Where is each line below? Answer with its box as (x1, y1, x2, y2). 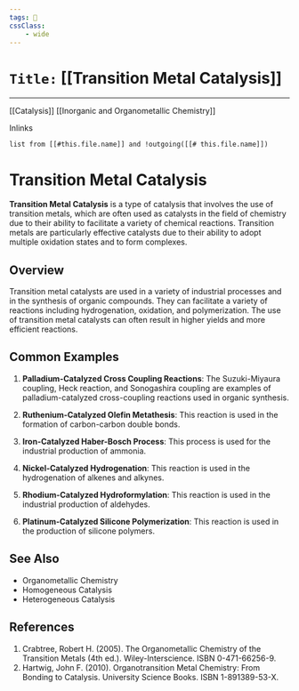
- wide (25, 29, 50, 38)
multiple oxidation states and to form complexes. (9, 237, 188, 247)
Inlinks (9, 123, 34, 133)
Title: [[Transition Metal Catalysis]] (9, 68, 282, 88)
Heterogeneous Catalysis (21, 593, 116, 605)
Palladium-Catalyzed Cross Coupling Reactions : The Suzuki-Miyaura (21, 373, 281, 383)
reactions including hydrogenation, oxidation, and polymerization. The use (9, 305, 282, 316)
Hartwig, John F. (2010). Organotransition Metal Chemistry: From (21, 662, 261, 672)
